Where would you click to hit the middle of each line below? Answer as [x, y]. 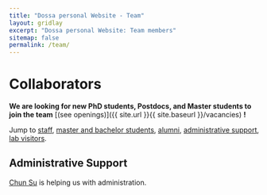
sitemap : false [34, 38]
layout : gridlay [36, 23]
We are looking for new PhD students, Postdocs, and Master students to [130, 106]
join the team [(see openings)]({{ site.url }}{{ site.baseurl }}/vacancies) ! [128, 115]
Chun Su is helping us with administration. [78, 182]
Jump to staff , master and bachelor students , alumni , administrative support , [134, 130]
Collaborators [55, 84]
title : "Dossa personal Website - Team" [77, 15]
